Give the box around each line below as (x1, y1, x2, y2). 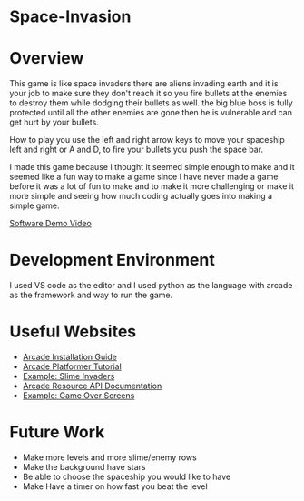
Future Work (9, 422, 105, 443)
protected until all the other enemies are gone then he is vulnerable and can (9, 107, 293, 118)
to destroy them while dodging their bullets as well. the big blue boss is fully (9, 97, 293, 108)
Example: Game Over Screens (22, 390, 135, 401)
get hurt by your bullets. (9, 116, 100, 128)
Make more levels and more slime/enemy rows (22, 452, 197, 463)
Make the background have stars (22, 461, 146, 472)
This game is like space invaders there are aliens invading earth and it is (9, 78, 279, 89)
